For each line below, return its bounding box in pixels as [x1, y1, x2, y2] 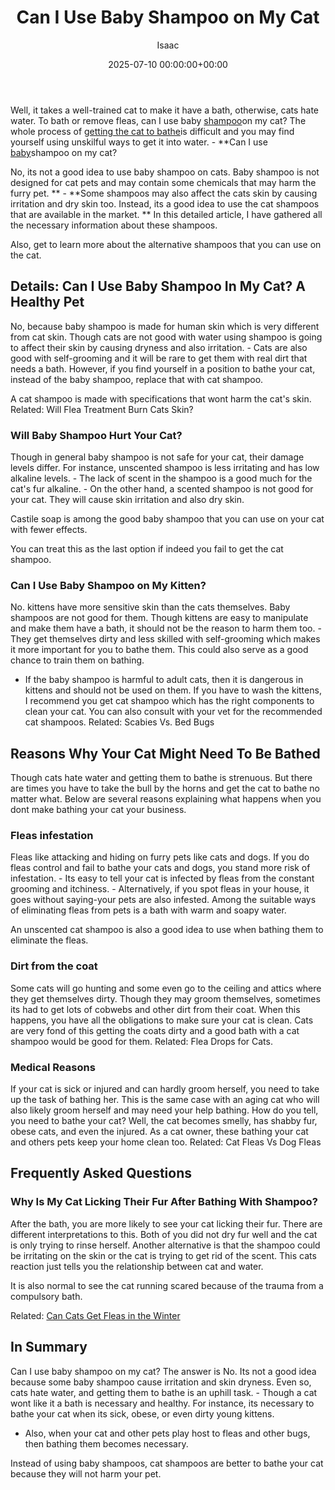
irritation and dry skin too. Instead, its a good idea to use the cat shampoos [10, 197, 320, 210]
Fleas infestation [10, 829, 94, 843]
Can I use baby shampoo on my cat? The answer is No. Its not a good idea [10, 1365, 317, 1377]
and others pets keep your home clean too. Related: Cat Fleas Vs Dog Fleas [10, 1136, 322, 1148]
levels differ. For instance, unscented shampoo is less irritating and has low [10, 462, 320, 474]
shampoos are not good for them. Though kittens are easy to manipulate [10, 612, 309, 624]
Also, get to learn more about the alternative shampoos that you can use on [10, 238, 322, 250]
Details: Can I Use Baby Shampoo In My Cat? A [10, 278, 306, 295]
